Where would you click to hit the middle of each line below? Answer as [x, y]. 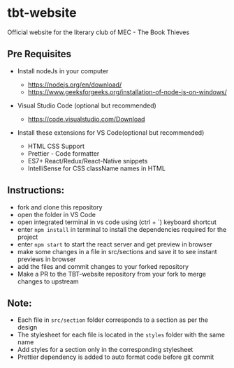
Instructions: [36, 190]
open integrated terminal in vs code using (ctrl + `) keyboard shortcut [117, 222]
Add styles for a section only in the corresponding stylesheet [105, 350]
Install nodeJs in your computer [63, 71]
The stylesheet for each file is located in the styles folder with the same [121, 335]
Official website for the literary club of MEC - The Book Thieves [98, 32]
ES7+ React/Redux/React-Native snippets [88, 161]
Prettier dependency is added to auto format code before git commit [116, 357]
